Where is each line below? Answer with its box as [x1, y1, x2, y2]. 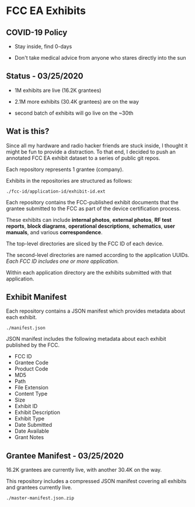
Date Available [14, 427, 50, 434]
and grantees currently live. [6, 484, 72, 491]
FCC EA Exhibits [6, 4, 86, 18]
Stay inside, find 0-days [14, 43, 72, 50]
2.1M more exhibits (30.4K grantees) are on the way [14, 98, 139, 105]
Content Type [14, 390, 48, 398]
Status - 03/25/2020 [6, 71, 83, 81]
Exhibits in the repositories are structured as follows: [6, 177, 133, 184]
